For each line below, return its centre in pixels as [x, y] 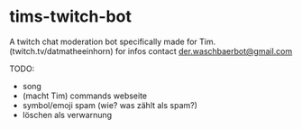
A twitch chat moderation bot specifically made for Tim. [113, 41]
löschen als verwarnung [67, 115]
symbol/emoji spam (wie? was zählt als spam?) [110, 105]
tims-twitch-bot [71, 17]
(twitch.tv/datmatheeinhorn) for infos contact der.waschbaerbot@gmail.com [151, 51]
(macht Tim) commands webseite [84, 96]
